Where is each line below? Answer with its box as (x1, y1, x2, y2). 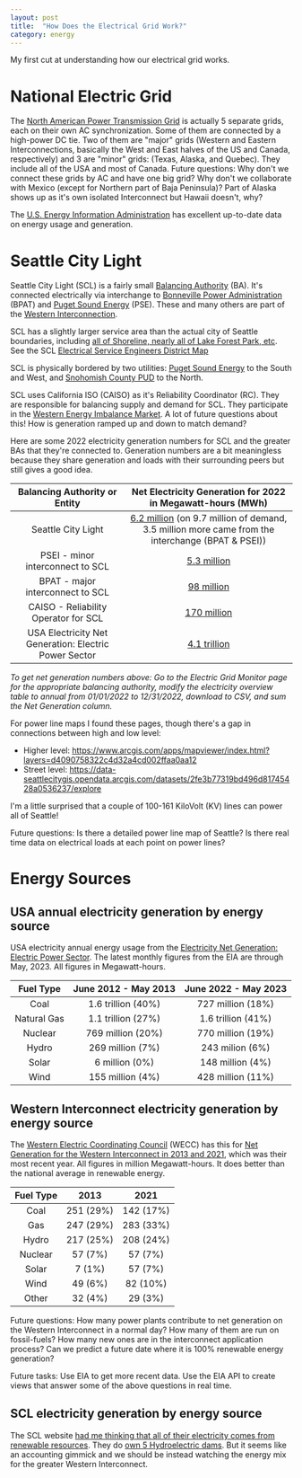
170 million (185, 606, 233, 619)
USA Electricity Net (27, 626, 108, 639)
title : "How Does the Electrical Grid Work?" (10, 22, 187, 31)
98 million (187, 580, 229, 593)
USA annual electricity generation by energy (10, 904, 263, 919)
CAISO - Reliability (27, 601, 108, 614)
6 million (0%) (94, 1057, 155, 1069)
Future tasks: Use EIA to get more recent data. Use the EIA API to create (10, 1371, 276, 1382)
